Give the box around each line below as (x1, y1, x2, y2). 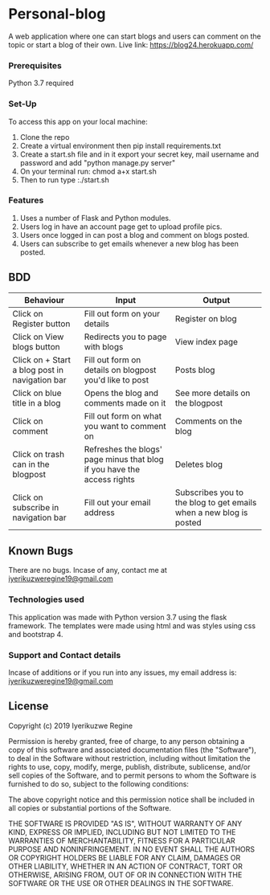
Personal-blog (8, 5, 106, 23)
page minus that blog (84, 453, 165, 464)
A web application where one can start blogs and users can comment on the (8, 31, 261, 41)
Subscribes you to (175, 487, 243, 498)
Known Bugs (8, 544, 74, 558)
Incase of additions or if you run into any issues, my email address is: (8, 668, 237, 677)
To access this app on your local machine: (8, 116, 148, 126)
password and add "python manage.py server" (19, 157, 175, 167)
